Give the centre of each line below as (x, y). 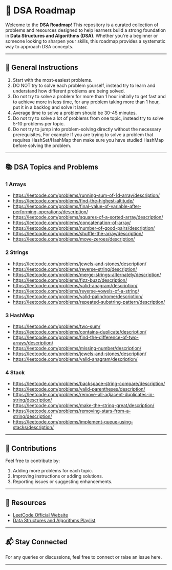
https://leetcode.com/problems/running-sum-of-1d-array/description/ (86, 195)
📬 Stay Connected (37, 542)
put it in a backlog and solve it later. (50, 107)
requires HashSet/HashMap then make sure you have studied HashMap (88, 140)
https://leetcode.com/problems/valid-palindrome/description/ (78, 296)
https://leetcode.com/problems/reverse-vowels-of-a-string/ (76, 291)
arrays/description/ (33, 343)
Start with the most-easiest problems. (52, 80)
